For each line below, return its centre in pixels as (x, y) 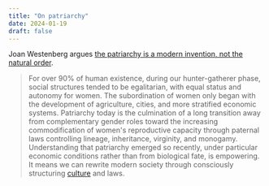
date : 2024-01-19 (38, 24)
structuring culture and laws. (76, 173)
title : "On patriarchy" (49, 16)
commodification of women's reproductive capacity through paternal (144, 130)
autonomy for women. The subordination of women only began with (142, 96)
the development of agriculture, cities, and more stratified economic (142, 104)
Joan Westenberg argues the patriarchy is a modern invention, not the (126, 54)
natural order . (31, 63)
